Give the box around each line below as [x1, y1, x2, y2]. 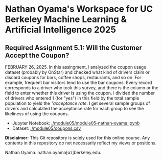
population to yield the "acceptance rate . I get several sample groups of [5, 100, 150, 106]
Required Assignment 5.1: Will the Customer [5, 43, 142, 52]
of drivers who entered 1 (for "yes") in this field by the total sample [5, 95, 140, 101]
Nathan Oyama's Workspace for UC [5, 3, 153, 15]
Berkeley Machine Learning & [5, 14, 127, 25]
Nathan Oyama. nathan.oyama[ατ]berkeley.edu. [5, 150, 102, 155]
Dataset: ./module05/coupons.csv [12, 125, 81, 131]
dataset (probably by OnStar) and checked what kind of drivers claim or [5, 69, 150, 75]
